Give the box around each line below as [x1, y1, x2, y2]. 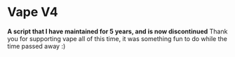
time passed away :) [7, 42, 66, 50]
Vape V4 [7, 4, 58, 20]
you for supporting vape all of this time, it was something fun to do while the [7, 34, 228, 42]
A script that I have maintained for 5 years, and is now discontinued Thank [7, 27, 228, 35]
